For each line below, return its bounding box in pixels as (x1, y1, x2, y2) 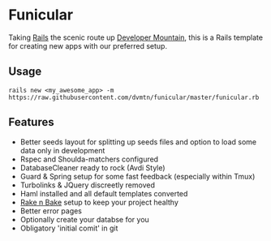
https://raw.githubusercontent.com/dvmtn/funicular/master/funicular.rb (8, 93, 260, 101)
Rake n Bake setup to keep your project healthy (19, 197, 179, 207)
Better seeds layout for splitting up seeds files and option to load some (19, 136, 257, 147)
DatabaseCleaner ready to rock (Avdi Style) (19, 162, 166, 172)
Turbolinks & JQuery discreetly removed (19, 180, 156, 190)
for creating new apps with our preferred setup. (8, 41, 168, 50)
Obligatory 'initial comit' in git (19, 223, 118, 233)
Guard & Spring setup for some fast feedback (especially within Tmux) (19, 171, 256, 181)
